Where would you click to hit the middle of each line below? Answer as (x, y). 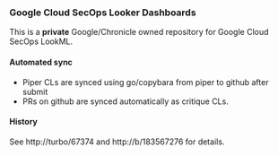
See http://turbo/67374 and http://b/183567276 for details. (117, 142)
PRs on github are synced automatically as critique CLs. (125, 101)
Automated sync (41, 62)
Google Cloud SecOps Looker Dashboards (103, 13)
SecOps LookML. (41, 41)
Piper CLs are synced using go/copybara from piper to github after (145, 82)
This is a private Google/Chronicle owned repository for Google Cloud (139, 32)
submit (35, 91)
